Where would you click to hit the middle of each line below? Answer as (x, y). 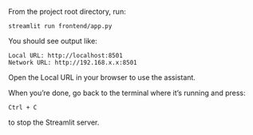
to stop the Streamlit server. (54, 122)
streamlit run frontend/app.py (60, 26)
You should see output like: (53, 41)
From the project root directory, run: (67, 12)
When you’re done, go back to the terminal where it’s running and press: (127, 93)
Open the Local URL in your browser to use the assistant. (102, 77)
